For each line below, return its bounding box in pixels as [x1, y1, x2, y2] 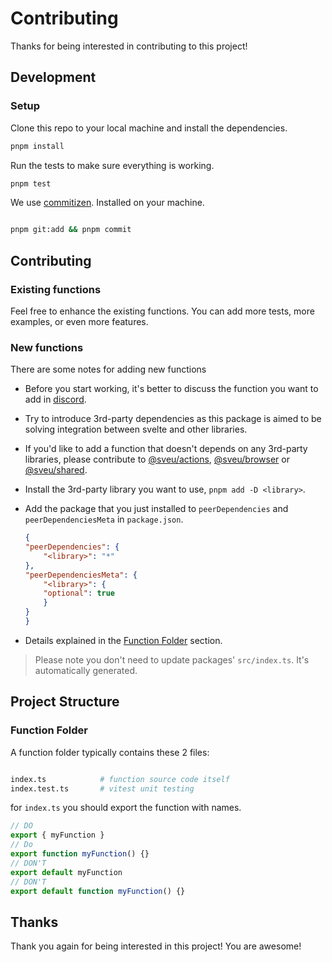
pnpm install [10, 141, 65, 151]
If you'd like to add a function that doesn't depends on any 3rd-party [24, 443, 308, 455]
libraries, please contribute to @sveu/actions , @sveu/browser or [24, 453, 290, 466]
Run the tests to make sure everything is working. [10, 159, 215, 171]
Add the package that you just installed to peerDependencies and [24, 503, 289, 515]
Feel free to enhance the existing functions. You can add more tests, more [10, 305, 315, 317]
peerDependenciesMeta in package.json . [24, 513, 184, 526]
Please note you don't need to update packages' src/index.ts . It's [34, 653, 310, 666]
